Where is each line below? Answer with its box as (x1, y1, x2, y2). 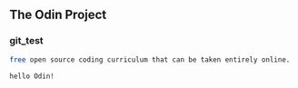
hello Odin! (9, 72, 55, 81)
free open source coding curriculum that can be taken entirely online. (9, 54, 291, 64)
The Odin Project (9, 7, 107, 23)
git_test (9, 34, 44, 47)
